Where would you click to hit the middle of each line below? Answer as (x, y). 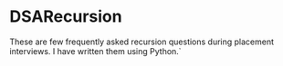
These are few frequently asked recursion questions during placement (142, 42)
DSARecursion (66, 17)
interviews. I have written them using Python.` (95, 51)
